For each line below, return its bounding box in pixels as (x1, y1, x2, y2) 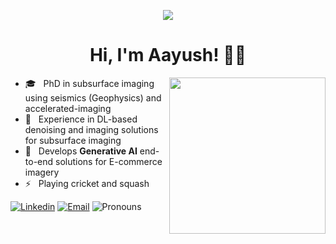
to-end (24, 155, 54, 167)
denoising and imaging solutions (24, 123, 159, 135)
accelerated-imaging (24, 102, 112, 114)
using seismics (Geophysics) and (24, 91, 162, 104)
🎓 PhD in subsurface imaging (24, 77, 155, 89)
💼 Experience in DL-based (24, 113, 138, 125)
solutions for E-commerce (55, 155, 163, 167)
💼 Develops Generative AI (24, 145, 138, 157)
